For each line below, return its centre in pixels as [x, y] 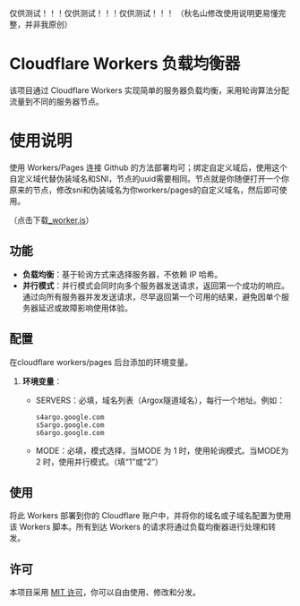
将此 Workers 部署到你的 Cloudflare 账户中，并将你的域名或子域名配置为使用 [150, 516]
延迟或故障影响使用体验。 [85, 308]
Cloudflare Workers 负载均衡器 [125, 64]
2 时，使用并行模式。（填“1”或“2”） [99, 461]
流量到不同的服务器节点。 [56, 101]
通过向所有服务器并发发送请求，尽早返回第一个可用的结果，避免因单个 [152, 296]
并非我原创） [48, 24]
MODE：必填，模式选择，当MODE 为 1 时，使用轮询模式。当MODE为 [162, 450]
